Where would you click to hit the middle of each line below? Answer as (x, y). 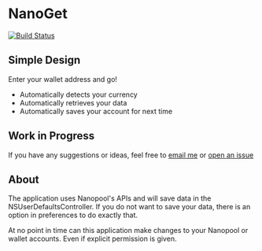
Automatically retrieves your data (73, 102)
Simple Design (44, 60)
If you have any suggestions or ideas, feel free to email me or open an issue (131, 155)
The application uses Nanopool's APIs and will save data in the (110, 198)
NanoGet (38, 14)
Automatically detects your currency (78, 94)
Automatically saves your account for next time (96, 111)
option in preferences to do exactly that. (73, 215)
